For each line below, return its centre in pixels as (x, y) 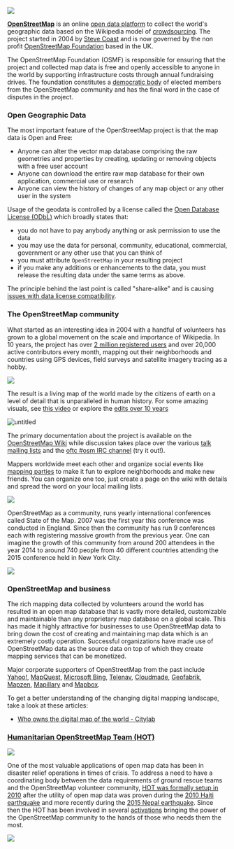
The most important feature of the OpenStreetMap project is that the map (113, 130)
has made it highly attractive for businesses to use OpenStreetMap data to (114, 626)
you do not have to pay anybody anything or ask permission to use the (119, 230)
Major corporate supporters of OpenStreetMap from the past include (106, 669)
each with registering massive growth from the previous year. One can (108, 535)
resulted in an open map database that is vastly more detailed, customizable (117, 611)
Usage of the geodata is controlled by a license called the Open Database (113, 209)
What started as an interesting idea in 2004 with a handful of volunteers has (117, 330)
